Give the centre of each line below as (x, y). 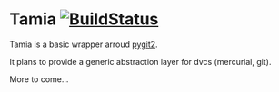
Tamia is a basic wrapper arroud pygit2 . (84, 44)
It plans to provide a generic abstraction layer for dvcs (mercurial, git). (140, 61)
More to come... (39, 79)
